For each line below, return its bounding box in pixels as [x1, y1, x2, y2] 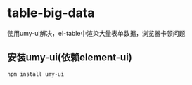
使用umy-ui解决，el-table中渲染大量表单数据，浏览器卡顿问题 [7, 29, 186, 37]
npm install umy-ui [7, 70, 65, 78]
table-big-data [7, 5, 95, 21]
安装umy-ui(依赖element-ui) [7, 51, 132, 64]
